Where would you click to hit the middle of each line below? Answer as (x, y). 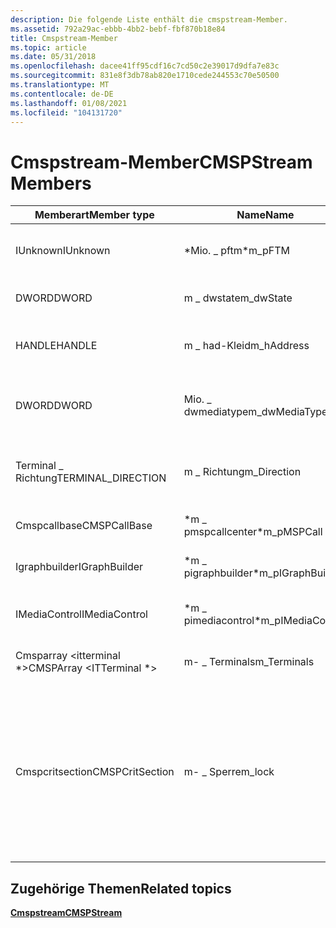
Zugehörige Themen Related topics (121, 888)
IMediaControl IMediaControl (81, 614)
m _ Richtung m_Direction (242, 472)
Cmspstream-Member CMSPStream (161, 162)
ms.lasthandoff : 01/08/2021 (69, 103)
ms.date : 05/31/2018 (53, 57)
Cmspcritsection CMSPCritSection (95, 772)
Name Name (265, 215)
